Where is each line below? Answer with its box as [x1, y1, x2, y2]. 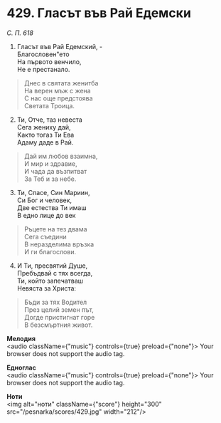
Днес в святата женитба [23, 78, 99, 87]
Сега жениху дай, [16, 122, 71, 131]
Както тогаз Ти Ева [16, 130, 75, 139]
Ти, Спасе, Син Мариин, [16, 188, 90, 197]
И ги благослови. [23, 247, 76, 256]
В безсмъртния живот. [23, 320, 93, 329]
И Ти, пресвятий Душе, [16, 261, 88, 270]
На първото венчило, [16, 57, 82, 66]
